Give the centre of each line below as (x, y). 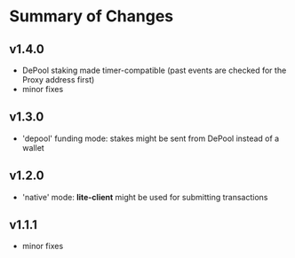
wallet (33, 147)
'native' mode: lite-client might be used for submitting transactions (145, 197)
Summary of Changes (92, 16)
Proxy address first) (58, 80)
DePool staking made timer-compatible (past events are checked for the (154, 70)
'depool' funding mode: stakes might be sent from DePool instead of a (151, 138)
